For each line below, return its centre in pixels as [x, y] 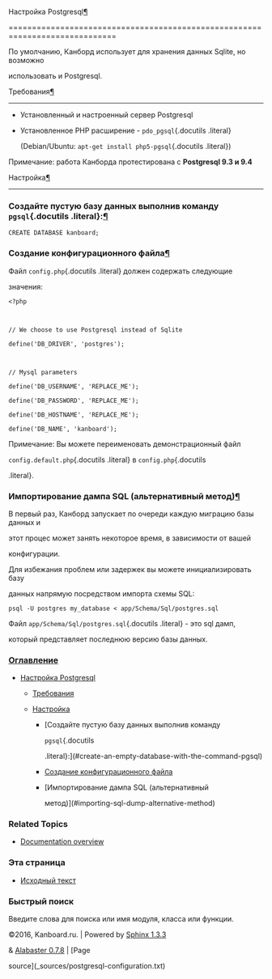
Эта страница [37, 862]
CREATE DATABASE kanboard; [54, 233]
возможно [26, 60]
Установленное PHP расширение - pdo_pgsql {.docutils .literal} [126, 130]
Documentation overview [62, 841]
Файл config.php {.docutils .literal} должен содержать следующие [121, 271]
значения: [25, 286]
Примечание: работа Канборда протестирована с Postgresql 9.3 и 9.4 [130, 162]
